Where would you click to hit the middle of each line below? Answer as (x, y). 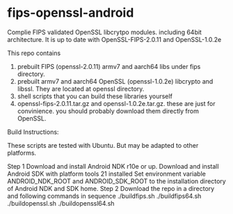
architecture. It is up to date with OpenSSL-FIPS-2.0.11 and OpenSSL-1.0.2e (114, 39)
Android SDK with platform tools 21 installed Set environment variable (107, 174)
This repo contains (34, 53)
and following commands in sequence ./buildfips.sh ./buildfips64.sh (104, 196)
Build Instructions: (33, 132)
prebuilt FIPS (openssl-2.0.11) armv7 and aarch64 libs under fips (109, 66)
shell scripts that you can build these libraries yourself (95, 96)
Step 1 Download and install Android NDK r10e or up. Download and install (113, 166)
